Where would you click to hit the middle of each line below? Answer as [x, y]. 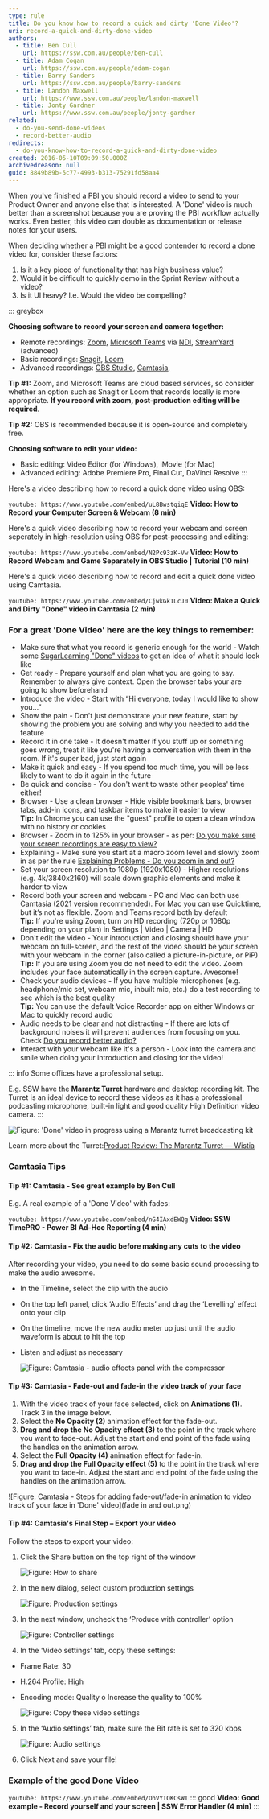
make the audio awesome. [52, 1273]
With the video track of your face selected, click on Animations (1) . [131, 1404]
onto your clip [43, 1312]
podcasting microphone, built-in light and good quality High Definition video [134, 1106]
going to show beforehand [64, 690]
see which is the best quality [67, 998]
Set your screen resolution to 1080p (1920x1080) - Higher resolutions [134, 870]
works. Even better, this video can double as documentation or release [125, 221]
